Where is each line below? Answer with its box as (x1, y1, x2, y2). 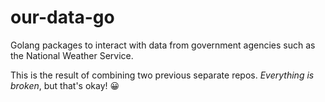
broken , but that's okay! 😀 (10, 79, 120, 91)
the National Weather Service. (10, 49, 134, 61)
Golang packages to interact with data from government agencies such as (10, 39, 316, 51)
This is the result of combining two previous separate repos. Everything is (10, 69, 315, 81)
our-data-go (10, 6, 115, 29)
